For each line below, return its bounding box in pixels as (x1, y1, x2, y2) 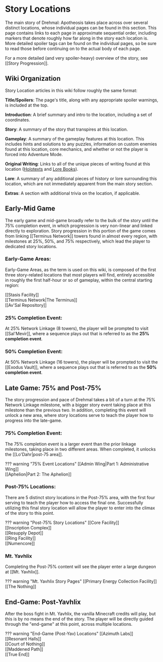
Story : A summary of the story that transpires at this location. (5, 126, 128, 132)
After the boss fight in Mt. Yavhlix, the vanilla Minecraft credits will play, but (5, 611, 156, 616)
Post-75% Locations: (5, 483, 56, 490)
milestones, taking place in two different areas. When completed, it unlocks (5, 446, 156, 452)
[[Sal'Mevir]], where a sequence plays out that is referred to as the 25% (5, 331, 149, 337)
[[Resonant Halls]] (5, 636, 41, 641)
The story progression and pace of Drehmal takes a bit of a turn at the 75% (5, 397, 156, 403)
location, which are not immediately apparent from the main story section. (5, 181, 153, 186)
